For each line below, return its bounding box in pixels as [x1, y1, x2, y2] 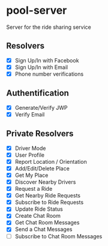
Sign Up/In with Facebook [14, 56, 79, 64]
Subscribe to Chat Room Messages [14, 232, 103, 240]
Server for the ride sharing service [6, 23, 91, 31]
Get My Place [14, 172, 49, 179]
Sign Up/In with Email [14, 64, 68, 71]
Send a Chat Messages [14, 226, 73, 233]
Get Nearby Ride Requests [14, 192, 81, 199]
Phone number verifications [14, 70, 84, 77]
